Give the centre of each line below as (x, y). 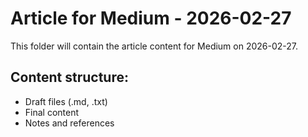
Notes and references (69, 123)
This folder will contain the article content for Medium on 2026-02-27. (154, 46)
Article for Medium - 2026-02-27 (151, 18)
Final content (52, 112)
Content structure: (69, 77)
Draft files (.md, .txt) (66, 101)
